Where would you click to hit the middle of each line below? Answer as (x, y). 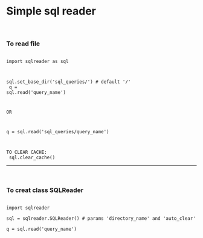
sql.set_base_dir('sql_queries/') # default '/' (69, 82)
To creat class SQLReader (45, 190)
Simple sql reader (51, 11)
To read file (23, 44)
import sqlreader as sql (37, 62)
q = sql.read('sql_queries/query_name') (58, 131)
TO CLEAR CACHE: (27, 152)
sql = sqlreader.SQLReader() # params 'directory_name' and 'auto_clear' (101, 218)
